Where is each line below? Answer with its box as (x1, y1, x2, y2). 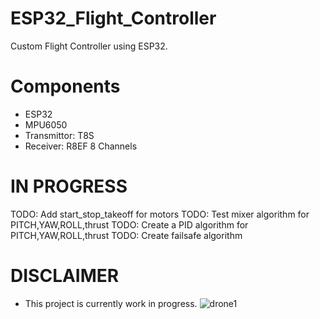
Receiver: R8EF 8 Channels (24, 140, 138, 152)
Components (10, 75, 121, 98)
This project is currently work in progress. (24, 297, 198, 309)
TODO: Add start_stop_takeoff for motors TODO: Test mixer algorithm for (10, 208, 310, 220)
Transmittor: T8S (24, 129, 95, 141)
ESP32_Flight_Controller (10, 7, 217, 30)
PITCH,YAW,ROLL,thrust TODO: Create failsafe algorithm (10, 229, 243, 241)
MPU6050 (24, 118, 68, 131)
